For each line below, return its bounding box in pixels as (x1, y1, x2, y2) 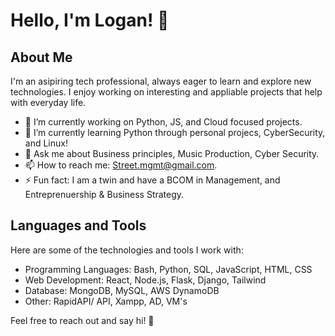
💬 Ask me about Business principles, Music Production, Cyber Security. (24, 148, 320, 159)
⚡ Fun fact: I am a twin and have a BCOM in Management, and (24, 174, 281, 186)
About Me (10, 49, 73, 66)
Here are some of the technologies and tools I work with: (10, 244, 244, 256)
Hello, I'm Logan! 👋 (10, 9, 170, 32)
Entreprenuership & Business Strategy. (24, 189, 185, 200)
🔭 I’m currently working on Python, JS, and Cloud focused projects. (24, 116, 303, 128)
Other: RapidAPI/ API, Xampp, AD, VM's (24, 295, 188, 307)
